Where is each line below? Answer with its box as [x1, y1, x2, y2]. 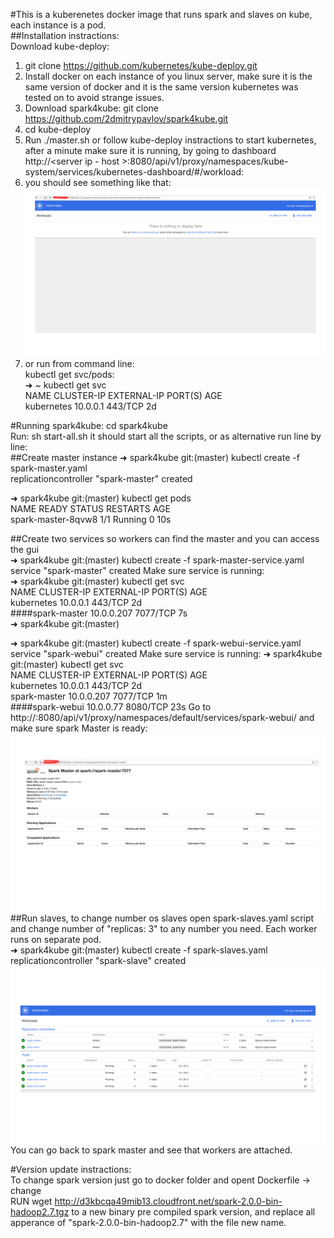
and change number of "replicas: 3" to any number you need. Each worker [10, 922, 318, 934]
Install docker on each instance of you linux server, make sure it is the [24, 70, 313, 82]
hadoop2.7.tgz [10, 1206, 70, 1218]
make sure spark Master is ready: [10, 722, 148, 734]
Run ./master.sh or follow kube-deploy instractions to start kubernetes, [24, 134, 317, 146]
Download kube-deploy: [10, 40, 110, 52]
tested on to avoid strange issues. [24, 92, 165, 103]
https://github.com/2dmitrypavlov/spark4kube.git [24, 113, 229, 124]
